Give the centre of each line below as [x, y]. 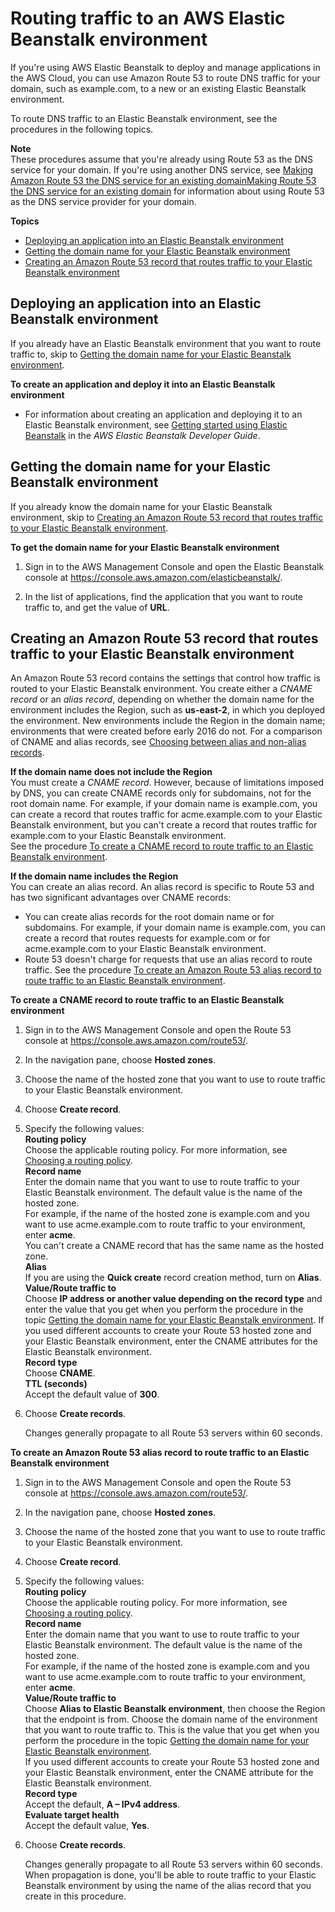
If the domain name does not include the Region [111, 772]
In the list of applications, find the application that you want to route [164, 596]
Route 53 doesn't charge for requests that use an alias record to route [168, 959]
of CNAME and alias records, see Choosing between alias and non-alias [158, 742]
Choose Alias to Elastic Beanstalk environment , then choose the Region [175, 1709]
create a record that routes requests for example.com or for [147, 938]
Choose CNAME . [60, 1373]
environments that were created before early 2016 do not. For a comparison [166, 731]
